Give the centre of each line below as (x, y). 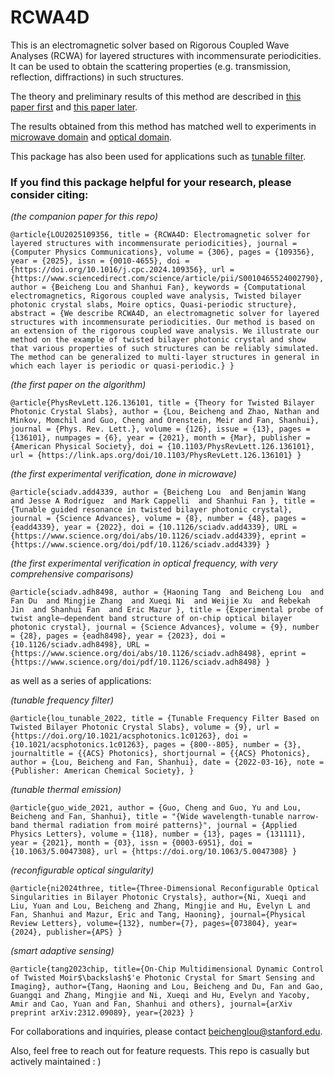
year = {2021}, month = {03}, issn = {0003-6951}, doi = (131, 843)
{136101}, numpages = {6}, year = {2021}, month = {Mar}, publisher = (160, 438)
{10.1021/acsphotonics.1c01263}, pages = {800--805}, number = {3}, (156, 745)
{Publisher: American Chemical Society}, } (102, 771)
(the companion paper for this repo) (84, 217)
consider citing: (49, 194)
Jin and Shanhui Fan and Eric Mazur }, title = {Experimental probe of (167, 610)
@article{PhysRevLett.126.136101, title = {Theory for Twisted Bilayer (162, 403)
